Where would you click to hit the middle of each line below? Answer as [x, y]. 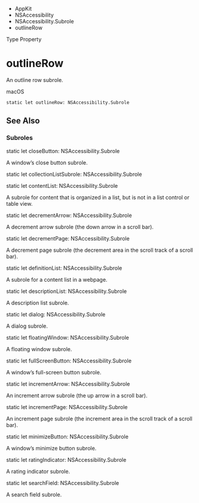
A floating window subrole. [39, 349]
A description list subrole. [38, 303]
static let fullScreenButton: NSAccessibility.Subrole [69, 361]
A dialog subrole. [27, 326]
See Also [23, 121]
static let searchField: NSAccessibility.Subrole [63, 483]
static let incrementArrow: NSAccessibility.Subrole [68, 384]
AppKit [23, 9]
